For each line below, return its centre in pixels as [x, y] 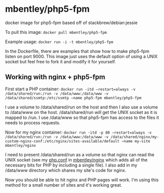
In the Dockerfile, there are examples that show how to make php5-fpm [77, 51]
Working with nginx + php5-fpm [55, 77]
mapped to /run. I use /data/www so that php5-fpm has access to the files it [82, 117]
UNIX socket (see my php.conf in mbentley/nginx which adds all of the [76, 160]
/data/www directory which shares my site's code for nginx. [66, 170]
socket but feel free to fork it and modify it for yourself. [61, 61]
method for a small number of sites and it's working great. [64, 185]
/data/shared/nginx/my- [135, 137]
